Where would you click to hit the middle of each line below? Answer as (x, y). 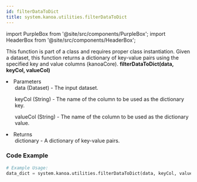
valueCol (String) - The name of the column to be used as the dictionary (101, 117)
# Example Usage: (27, 168)
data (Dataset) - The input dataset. (56, 87)
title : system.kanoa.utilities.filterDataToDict (67, 17)
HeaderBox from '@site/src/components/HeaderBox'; (71, 40)
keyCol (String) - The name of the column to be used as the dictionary (99, 99)
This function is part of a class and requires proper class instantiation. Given (98, 51)
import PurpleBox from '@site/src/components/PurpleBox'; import (86, 33)
